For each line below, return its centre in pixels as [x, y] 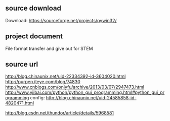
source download [33, 8]
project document [34, 37]
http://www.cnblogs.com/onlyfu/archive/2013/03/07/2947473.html [75, 87]
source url [22, 64]
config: [37, 98]
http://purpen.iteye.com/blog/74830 [43, 82]
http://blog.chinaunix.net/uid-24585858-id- [91, 98]
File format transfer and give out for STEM [49, 48]
